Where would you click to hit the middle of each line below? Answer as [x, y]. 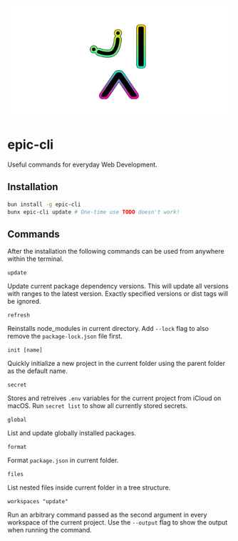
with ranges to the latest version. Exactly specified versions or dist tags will [118, 294]
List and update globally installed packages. [72, 433]
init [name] [25, 350]
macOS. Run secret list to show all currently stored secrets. [98, 406]
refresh [19, 316]
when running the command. [50, 530]
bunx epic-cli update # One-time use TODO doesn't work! [94, 212]
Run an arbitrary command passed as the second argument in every [107, 515]
